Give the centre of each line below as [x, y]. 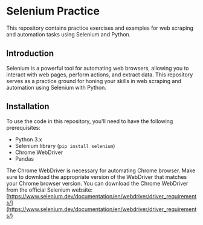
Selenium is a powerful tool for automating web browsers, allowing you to [98, 68]
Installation [28, 106]
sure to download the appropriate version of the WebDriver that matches [97, 176]
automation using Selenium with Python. [56, 87]
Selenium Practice [53, 11]
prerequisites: [24, 127]
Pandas [24, 158]
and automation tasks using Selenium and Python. [69, 34]
